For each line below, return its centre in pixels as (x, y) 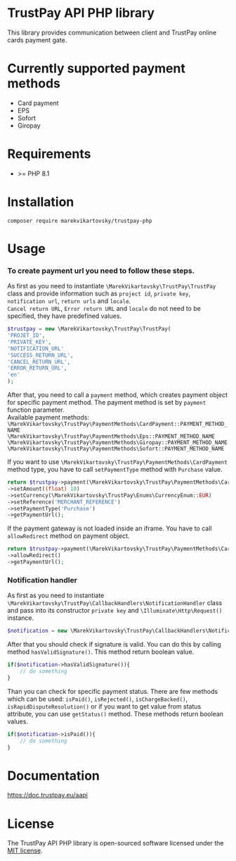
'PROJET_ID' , (26, 336)
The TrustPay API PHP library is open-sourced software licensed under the (116, 843)
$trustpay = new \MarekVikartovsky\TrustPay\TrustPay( (89, 329)
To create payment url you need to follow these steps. (101, 271)
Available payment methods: (48, 417)
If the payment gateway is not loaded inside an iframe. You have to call (110, 529)
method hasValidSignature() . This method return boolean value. (101, 652)
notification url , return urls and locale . (69, 301)
